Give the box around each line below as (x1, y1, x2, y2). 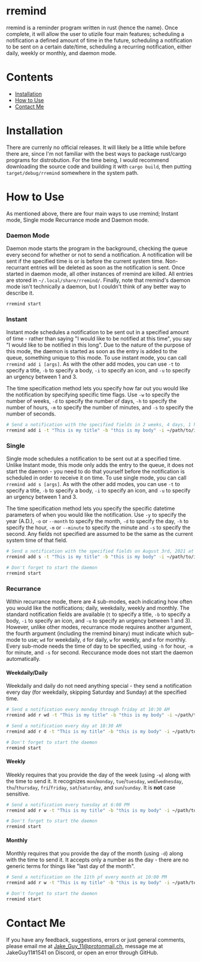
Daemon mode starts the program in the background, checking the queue (6, 245, 188, 252)
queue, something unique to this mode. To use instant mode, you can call (6, 354, 187, 362)
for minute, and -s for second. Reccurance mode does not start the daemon (6, 649, 193, 656)
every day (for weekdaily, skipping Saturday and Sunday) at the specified (6, 688, 187, 696)
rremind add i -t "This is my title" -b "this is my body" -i (6, 427, 165, 433)
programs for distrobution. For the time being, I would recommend (6, 156, 169, 163)
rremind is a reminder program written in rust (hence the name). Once (6, 24, 178, 31)
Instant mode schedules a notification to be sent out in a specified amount (6, 329, 189, 336)
